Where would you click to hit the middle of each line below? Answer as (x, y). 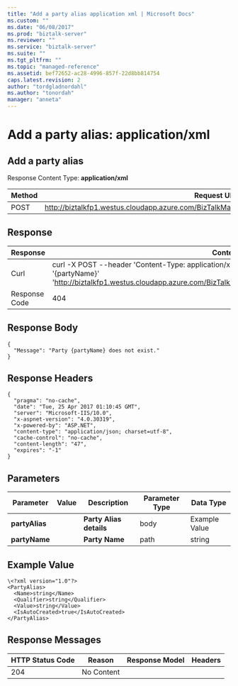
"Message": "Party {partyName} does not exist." (87, 350)
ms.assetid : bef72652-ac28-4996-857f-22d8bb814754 (84, 73)
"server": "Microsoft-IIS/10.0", (63, 413)
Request (208, 195)
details (95, 528)
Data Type (209, 503)
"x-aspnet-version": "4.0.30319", (64, 419)
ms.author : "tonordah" (41, 93)
